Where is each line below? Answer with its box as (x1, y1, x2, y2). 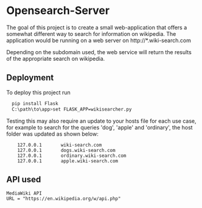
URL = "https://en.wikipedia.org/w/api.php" (6, 196, 121, 202)
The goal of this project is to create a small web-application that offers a (6, 24, 187, 31)
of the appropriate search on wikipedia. (6, 55, 105, 62)
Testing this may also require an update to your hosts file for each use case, (6, 117, 197, 125)
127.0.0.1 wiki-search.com (17, 142, 102, 148)
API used (6, 174, 41, 184)
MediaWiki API (6, 190, 43, 196)
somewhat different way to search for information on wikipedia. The (6, 30, 176, 37)
